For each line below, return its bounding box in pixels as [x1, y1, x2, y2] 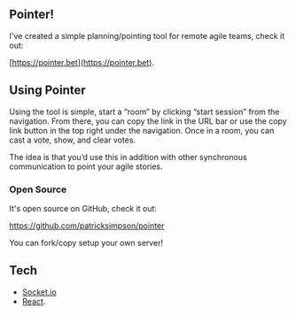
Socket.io [21, 287, 58, 297]
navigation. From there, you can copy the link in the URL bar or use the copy [9, 115, 287, 127]
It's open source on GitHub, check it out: [9, 203, 158, 213]
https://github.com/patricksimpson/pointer [9, 220, 165, 231]
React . [21, 296, 46, 306]
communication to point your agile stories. [9, 161, 163, 172]
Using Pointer [9, 83, 86, 98]
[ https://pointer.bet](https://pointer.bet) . [9, 57, 155, 67]
